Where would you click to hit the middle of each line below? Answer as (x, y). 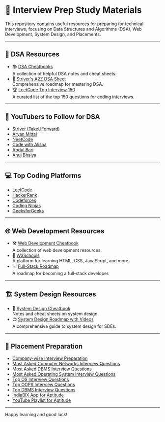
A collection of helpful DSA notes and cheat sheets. (64, 73)
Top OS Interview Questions (41, 379)
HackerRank (25, 195)
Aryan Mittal (25, 134)
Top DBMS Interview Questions (44, 389)
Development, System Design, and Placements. (53, 34)
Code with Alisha (29, 144)
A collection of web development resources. (57, 250)
